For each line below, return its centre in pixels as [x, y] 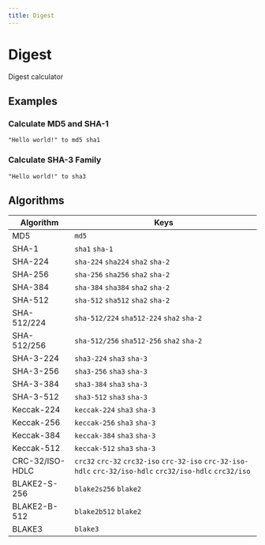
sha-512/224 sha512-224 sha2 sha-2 [138, 318]
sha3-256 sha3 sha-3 [111, 372]
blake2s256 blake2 [108, 489]
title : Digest [32, 15]
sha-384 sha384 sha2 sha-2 [122, 288]
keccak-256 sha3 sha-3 [115, 423]
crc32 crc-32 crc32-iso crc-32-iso [138, 462]
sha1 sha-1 [94, 249]
